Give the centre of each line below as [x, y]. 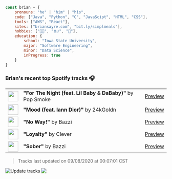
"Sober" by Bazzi [45, 146]
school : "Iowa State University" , [60, 41]
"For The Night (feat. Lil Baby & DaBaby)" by [78, 93]
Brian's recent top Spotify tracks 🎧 [50, 78]
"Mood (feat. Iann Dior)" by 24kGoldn [70, 110]
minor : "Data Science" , [49, 50]
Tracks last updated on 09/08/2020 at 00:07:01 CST [73, 161]
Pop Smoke [37, 99]
